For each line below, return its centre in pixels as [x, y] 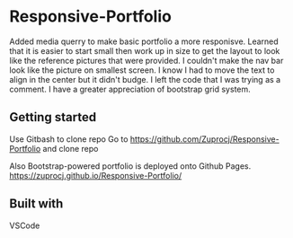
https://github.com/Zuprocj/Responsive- [205, 139]
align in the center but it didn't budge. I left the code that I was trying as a [145, 79]
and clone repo [71, 148]
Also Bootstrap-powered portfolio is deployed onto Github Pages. [130, 166]
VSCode [25, 225]
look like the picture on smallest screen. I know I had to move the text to [142, 70]
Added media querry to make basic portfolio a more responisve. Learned [144, 41]
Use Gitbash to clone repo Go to [69, 139]
